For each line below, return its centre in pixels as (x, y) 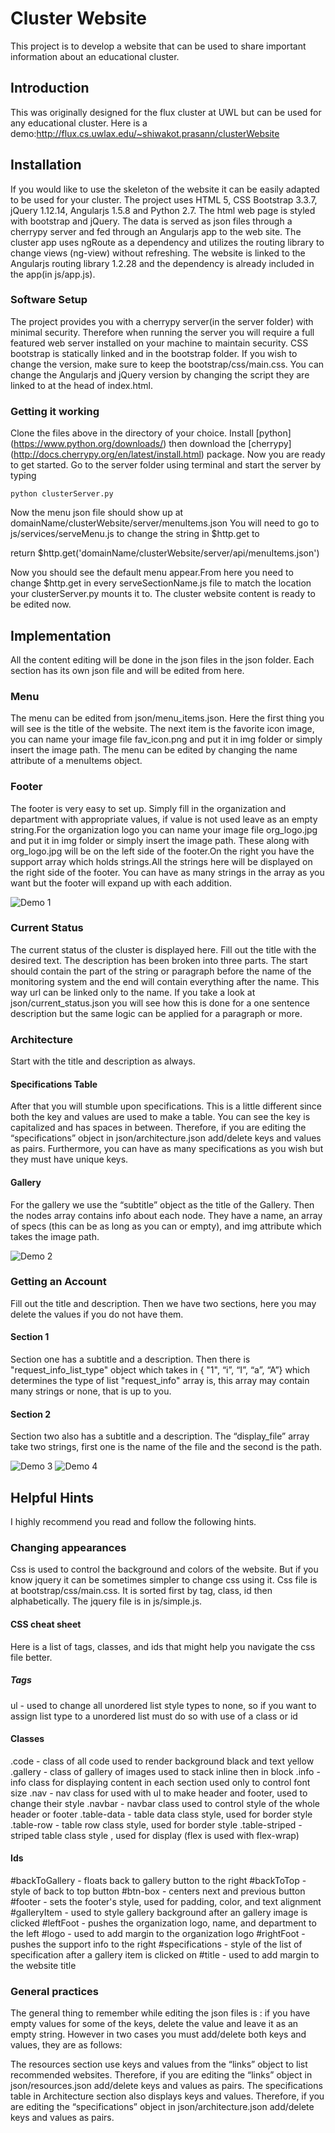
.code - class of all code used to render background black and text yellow (162, 1761)
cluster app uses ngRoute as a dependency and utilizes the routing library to (167, 242)
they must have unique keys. (69, 1159)
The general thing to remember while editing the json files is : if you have (160, 2013)
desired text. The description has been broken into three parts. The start (159, 960)
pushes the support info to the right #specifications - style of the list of (156, 1944)
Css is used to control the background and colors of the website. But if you (164, 1569)
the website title (43, 1965)
